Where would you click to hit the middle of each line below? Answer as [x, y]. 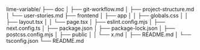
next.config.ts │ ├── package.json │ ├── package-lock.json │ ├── [91, 28]
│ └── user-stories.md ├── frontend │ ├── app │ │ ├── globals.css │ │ [97, 15]
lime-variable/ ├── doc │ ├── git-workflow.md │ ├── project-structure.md [100, 9]
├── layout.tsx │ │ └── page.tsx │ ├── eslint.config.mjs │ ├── [86, 22]
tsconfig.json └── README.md [45, 41]
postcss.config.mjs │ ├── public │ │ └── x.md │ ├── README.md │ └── [99, 35]
